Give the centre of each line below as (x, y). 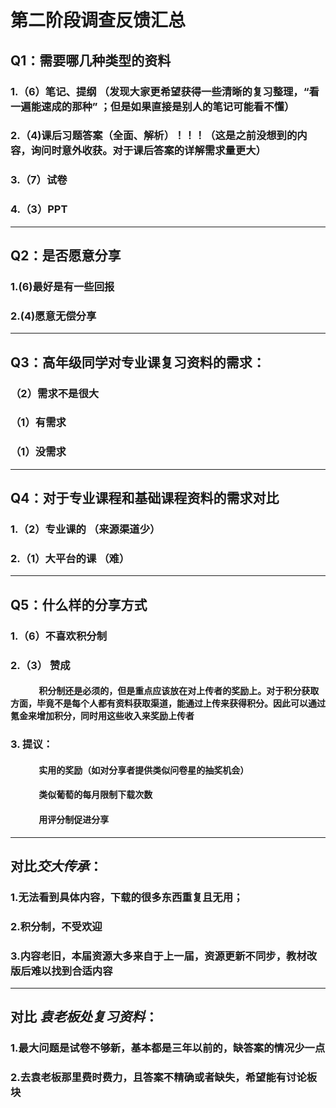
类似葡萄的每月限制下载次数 (95, 795)
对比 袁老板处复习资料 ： (84, 1017)
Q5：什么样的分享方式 (79, 604)
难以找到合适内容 (71, 971)
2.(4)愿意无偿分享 (53, 316)
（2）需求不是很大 (55, 393)
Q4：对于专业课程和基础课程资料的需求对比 (145, 498)
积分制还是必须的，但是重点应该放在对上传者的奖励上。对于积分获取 (179, 691)
